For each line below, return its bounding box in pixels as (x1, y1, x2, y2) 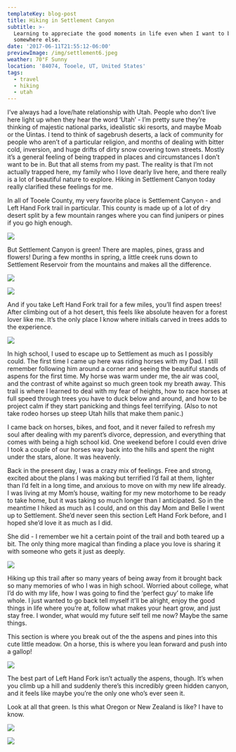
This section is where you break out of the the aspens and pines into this (7, 633, 218, 641)
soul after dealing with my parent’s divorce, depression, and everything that (7, 430, 226, 439)
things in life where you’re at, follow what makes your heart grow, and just (7, 604, 221, 612)
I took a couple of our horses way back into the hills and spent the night (7, 446, 215, 454)
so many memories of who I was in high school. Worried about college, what (7, 581, 229, 590)
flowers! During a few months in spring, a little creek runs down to (7, 253, 198, 261)
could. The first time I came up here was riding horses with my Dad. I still (7, 357, 218, 365)
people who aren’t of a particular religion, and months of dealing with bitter (7, 138, 225, 146)
